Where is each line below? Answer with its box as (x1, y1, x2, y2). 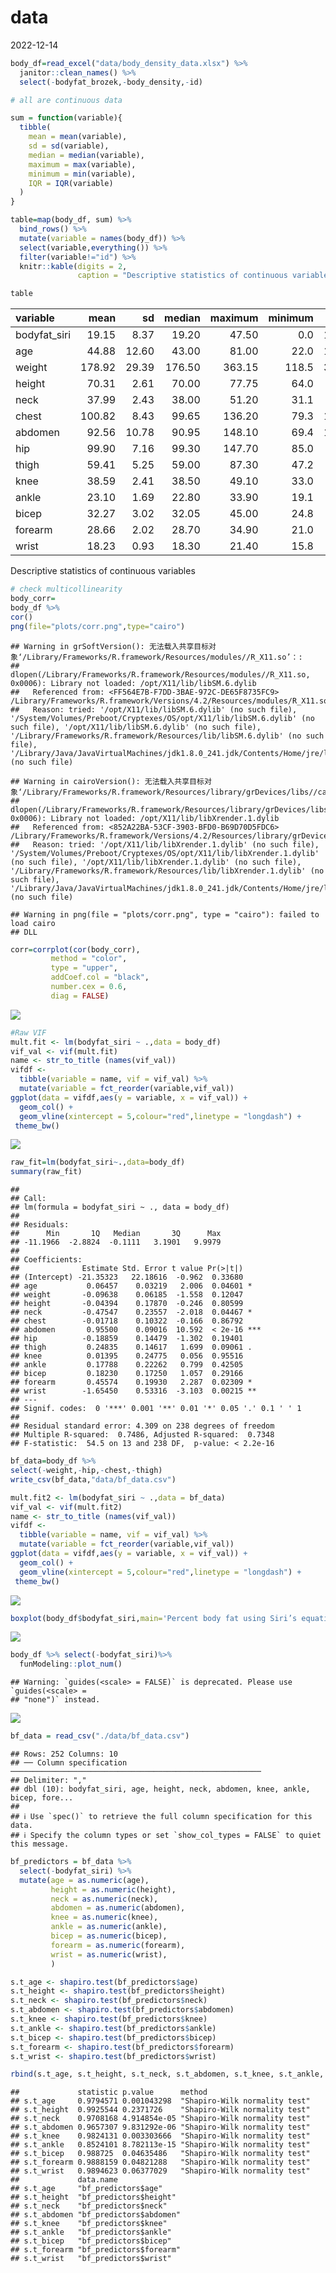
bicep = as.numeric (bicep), (50, 1931, 168, 1941)
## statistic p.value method (10, 2087, 208, 2098)
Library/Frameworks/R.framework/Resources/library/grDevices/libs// (26, 787, 318, 797)
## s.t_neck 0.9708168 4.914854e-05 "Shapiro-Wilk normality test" (10, 2114, 311, 2124)
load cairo (10, 918, 56, 928)
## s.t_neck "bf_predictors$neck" (10, 2201, 168, 2211)
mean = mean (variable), (28, 132, 128, 142)
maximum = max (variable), (28, 159, 137, 170)
